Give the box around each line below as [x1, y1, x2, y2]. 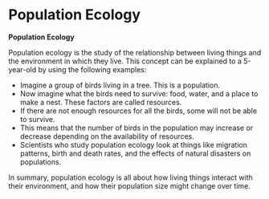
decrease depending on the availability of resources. [19, 131, 195, 141]
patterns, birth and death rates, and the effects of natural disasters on [19, 148, 251, 158]
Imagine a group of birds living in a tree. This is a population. [19, 80, 221, 90]
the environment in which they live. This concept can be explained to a [8, 56, 243, 66]
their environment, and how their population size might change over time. [8, 181, 251, 190]
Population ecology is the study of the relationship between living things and [8, 47, 262, 57]
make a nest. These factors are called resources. [19, 97, 182, 107]
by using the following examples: [38, 64, 147, 74]
